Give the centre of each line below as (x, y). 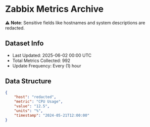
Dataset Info (25, 44)
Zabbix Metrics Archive (54, 9)
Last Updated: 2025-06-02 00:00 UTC (52, 55)
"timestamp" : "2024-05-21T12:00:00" (52, 115)
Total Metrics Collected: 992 (41, 61)
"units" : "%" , (28, 111)
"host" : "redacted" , (35, 97)
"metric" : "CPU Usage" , (39, 102)
